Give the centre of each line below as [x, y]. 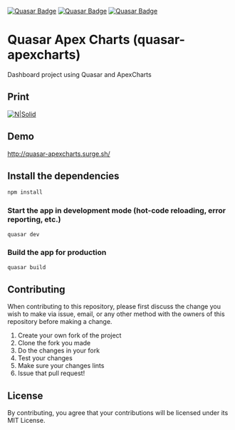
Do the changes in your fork [59, 351]
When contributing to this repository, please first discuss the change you [114, 307]
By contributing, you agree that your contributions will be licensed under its [118, 413]
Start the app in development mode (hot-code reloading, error [117, 211]
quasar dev [23, 234]
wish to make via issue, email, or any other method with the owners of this [116, 314]
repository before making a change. [60, 322]
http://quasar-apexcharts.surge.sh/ [59, 154]
